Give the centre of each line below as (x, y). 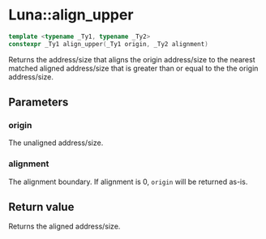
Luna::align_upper (71, 15)
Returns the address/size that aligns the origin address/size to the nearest (132, 59)
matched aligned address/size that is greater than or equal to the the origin (133, 68)
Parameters (39, 102)
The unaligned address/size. (56, 143)
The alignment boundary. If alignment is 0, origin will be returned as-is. (128, 181)
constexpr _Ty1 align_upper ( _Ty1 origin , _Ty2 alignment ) (108, 44)
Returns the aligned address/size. (64, 226)
